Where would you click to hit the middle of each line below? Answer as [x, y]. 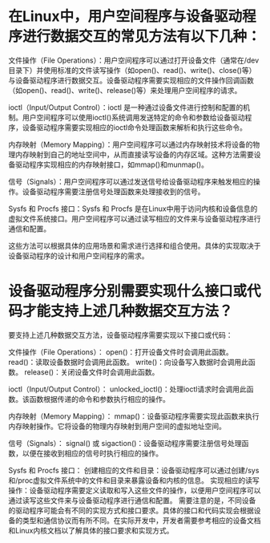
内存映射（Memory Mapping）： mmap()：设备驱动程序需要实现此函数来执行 [134, 416]
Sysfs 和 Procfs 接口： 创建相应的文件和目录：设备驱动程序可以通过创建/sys [134, 470]
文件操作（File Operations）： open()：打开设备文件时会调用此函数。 [121, 352]
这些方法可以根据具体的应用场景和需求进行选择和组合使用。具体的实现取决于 [135, 245]
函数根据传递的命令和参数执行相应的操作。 [99, 399]
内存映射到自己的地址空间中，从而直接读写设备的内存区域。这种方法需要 [134, 154]
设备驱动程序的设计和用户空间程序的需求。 [79, 255]
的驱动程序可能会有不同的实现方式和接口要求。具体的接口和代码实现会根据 [131, 510]
